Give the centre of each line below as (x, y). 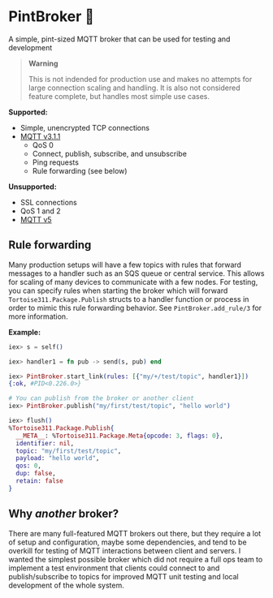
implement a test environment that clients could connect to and (114, 568)
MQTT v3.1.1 (40, 136)
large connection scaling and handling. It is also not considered (134, 88)
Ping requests (56, 162)
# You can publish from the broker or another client (102, 398)
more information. (38, 316)
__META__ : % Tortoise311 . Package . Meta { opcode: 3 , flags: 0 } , (119, 436)
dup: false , (36, 474)
